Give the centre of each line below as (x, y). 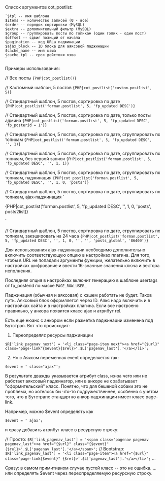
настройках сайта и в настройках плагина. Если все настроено (72, 306)
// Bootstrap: (112, 449)
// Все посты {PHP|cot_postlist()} (41, 78)
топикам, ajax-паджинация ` (35, 197)
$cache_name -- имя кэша (31, 51)
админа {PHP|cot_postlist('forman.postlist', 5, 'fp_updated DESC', (78, 120)
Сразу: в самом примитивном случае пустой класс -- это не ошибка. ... (81, 468)
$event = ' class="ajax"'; (33, 367)
